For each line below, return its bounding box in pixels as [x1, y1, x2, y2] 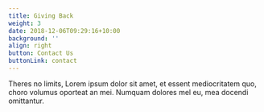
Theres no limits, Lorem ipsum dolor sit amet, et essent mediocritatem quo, [8, 78, 258, 89]
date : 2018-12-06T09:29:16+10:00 [8, 27, 121, 35]
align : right [8, 42, 52, 50]
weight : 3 [8, 19, 42, 27]
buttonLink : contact [8, 57, 78, 65]
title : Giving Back [8, 11, 74, 20]
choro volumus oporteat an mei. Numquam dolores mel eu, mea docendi [8, 87, 249, 97]
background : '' [8, 34, 60, 43]
